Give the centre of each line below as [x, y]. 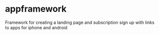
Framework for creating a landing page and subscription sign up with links [80, 22]
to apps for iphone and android [36, 27]
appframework [36, 9]
